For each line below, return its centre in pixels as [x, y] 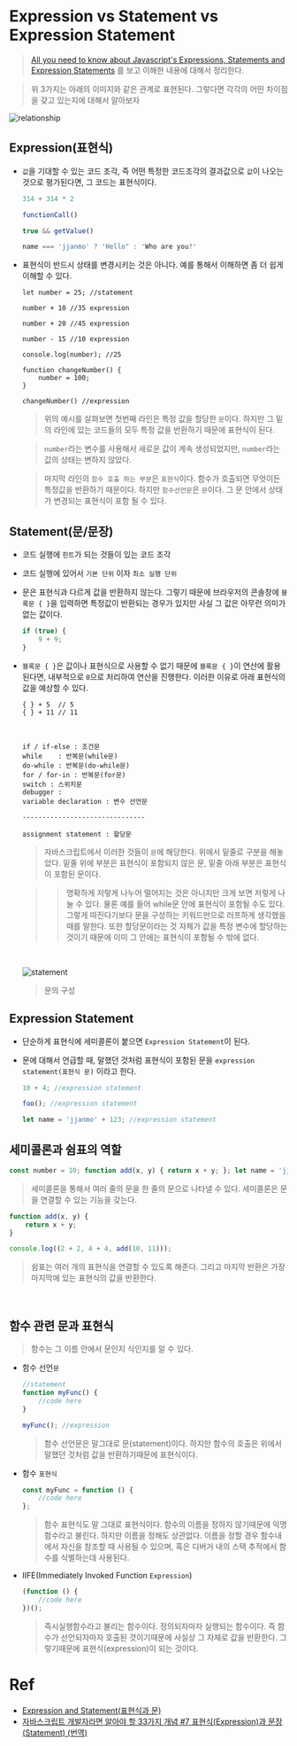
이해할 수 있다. [47, 276]
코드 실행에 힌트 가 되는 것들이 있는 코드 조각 [96, 555]
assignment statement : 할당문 [77, 834]
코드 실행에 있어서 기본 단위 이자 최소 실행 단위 [99, 573]
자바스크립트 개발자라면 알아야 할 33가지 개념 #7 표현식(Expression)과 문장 [152, 1721]
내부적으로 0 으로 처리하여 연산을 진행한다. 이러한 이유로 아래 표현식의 [167, 676]
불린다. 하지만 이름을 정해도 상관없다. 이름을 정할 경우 [167, 1536]
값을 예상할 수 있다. [55, 688]
